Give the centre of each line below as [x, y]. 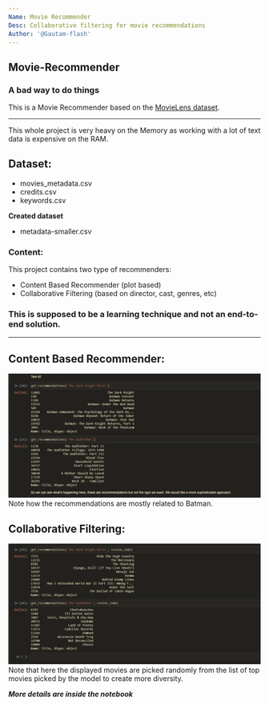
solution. [43, 324]
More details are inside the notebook [71, 694]
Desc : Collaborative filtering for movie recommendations [107, 25]
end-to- [243, 314]
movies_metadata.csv [56, 183]
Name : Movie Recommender [50, 17]
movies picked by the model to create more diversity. [96, 679]
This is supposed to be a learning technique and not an [117, 314]
